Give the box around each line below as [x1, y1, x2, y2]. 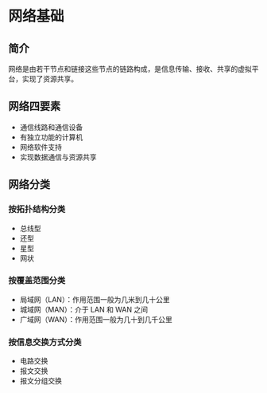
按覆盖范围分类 [8, 275, 66, 286]
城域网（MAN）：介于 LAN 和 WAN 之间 [19, 305, 149, 314]
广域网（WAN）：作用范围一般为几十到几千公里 [19, 314, 173, 324]
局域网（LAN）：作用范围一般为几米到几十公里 [19, 294, 170, 304]
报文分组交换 [19, 376, 62, 386]
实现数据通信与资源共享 [19, 152, 97, 162]
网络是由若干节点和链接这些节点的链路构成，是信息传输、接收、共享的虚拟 [8, 65, 252, 73]
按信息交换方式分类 [8, 336, 82, 348]
